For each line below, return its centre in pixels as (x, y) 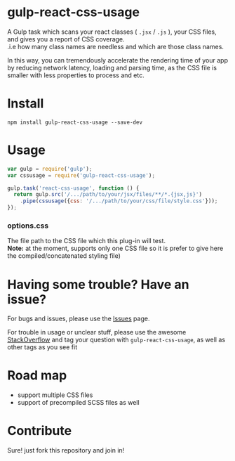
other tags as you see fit (42, 347)
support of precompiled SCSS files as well (78, 403)
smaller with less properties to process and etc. (76, 75)
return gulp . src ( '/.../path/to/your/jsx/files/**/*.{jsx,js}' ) (108, 195)
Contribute (40, 431)
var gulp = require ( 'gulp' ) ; (50, 169)
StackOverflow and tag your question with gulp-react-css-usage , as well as (116, 340)
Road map (37, 376)
